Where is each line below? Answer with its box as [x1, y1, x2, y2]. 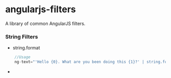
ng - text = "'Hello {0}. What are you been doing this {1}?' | [14, 60, 145, 65]
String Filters [5, 33, 38, 40]
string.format [12, 45, 40, 51]
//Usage [14, 55, 31, 60]
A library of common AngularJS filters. [5, 20, 85, 27]
